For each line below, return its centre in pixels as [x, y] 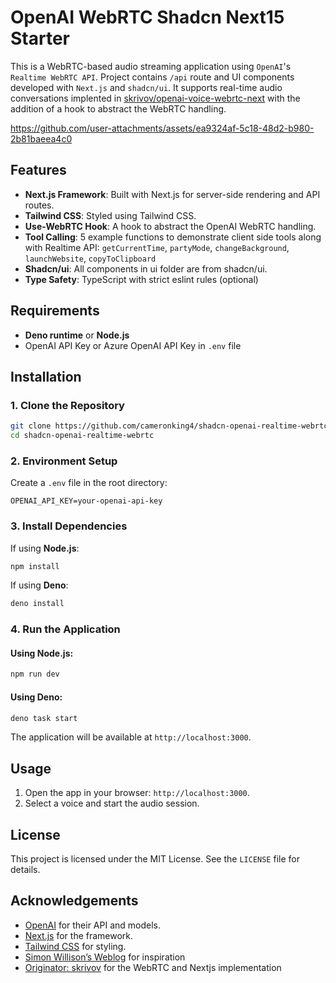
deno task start [44, 718]
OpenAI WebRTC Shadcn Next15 [147, 17]
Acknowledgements [74, 901]
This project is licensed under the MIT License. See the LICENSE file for [155, 859]
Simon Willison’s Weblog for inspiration [105, 957]
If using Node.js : [45, 548]
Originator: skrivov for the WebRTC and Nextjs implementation [153, 967]
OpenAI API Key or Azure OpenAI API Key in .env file [133, 345]
